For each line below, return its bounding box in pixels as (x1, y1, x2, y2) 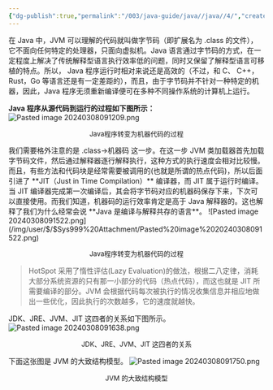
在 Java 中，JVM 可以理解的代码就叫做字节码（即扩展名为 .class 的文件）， (8, 35, 258, 45)
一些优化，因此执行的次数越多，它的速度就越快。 (35, 296, 200, 305)
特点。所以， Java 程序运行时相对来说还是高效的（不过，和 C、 (22, 66, 236, 76)
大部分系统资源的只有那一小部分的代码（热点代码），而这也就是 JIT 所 (28, 275, 261, 285)
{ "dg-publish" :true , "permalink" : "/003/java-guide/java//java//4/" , (8, 11, 242, 20)
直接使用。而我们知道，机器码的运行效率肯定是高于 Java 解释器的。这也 (15, 196, 257, 206)
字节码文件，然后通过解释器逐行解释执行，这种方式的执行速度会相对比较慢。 (8, 155, 265, 165)
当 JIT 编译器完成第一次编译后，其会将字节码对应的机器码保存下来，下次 (8, 186, 251, 196)
